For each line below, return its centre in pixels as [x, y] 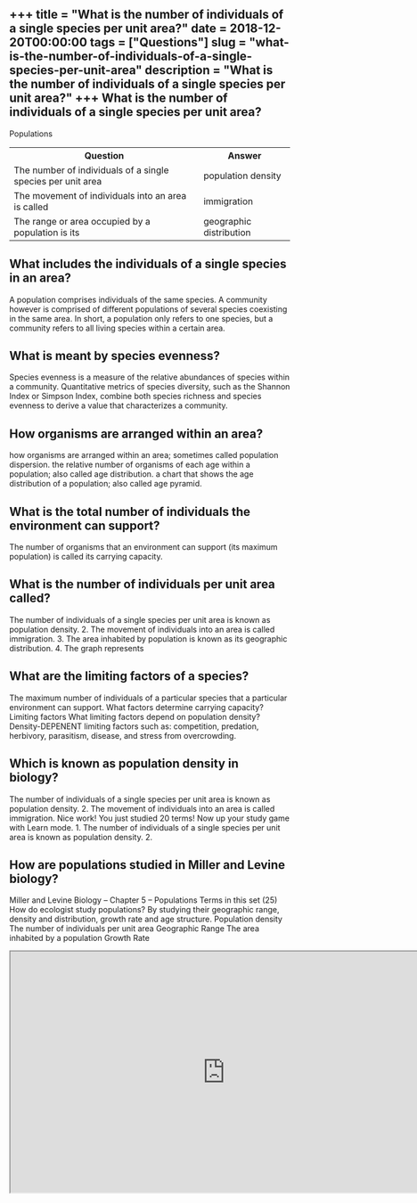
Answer [245, 155]
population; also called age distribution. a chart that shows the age [131, 474]
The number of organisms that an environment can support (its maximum [143, 547]
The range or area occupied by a [82, 221]
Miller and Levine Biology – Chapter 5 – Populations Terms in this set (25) [143, 900]
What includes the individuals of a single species [148, 264]
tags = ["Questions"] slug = [168, 42]
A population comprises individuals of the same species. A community [138, 299]
